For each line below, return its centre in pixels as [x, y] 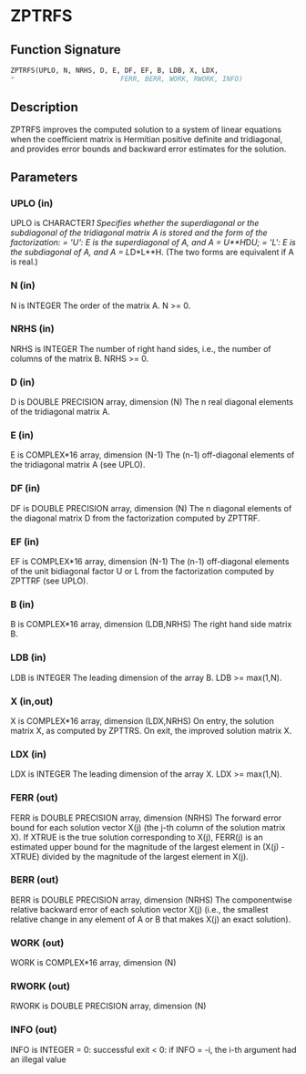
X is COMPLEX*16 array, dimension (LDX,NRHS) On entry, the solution [142, 720]
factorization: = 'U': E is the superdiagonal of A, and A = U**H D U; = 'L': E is [153, 243]
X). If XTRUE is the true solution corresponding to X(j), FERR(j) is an [137, 837]
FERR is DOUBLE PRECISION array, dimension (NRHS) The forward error [146, 818]
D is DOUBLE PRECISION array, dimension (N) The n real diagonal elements [152, 402]
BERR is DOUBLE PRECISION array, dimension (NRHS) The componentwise [151, 900]
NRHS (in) [32, 329]
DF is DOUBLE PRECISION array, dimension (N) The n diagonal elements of [151, 508]
